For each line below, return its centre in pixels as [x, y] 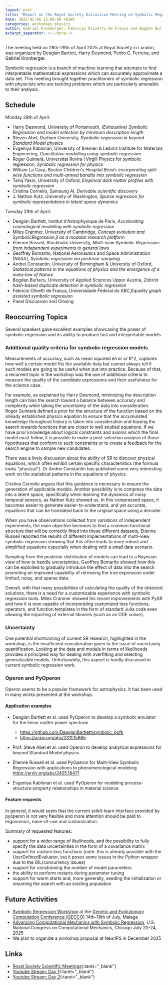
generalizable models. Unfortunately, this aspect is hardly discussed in [78, 660]
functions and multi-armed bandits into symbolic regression [85, 175]
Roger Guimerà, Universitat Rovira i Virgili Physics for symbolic [77, 159]
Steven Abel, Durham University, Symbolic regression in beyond [78, 137]
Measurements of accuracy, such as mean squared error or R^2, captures [81, 358]
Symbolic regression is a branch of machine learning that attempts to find [81, 68]
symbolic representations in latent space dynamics [65, 202]
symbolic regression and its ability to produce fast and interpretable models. [84, 334]
